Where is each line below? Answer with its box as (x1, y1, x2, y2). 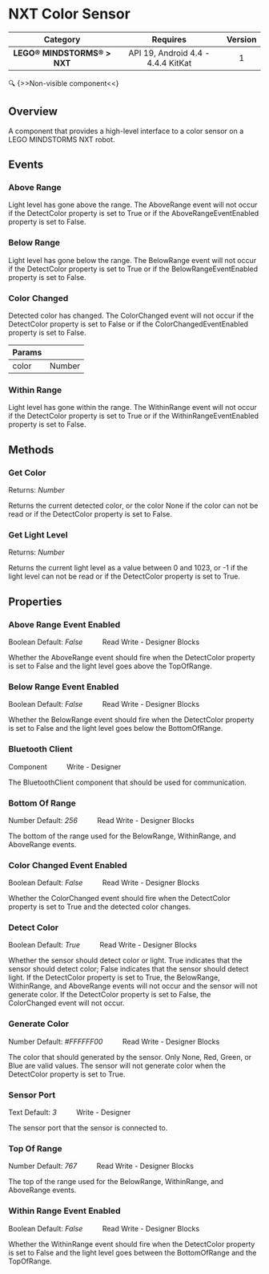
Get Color (8, 467, 46, 478)
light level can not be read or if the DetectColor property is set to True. (8, 571, 240, 582)
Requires (151, 34, 187, 45)
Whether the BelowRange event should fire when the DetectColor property (8, 715, 255, 724)
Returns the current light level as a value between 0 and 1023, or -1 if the (8, 563, 248, 573)
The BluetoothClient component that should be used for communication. (8, 777, 247, 787)
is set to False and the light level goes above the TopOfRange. (8, 661, 212, 671)
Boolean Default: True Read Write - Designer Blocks (8, 940, 198, 950)
